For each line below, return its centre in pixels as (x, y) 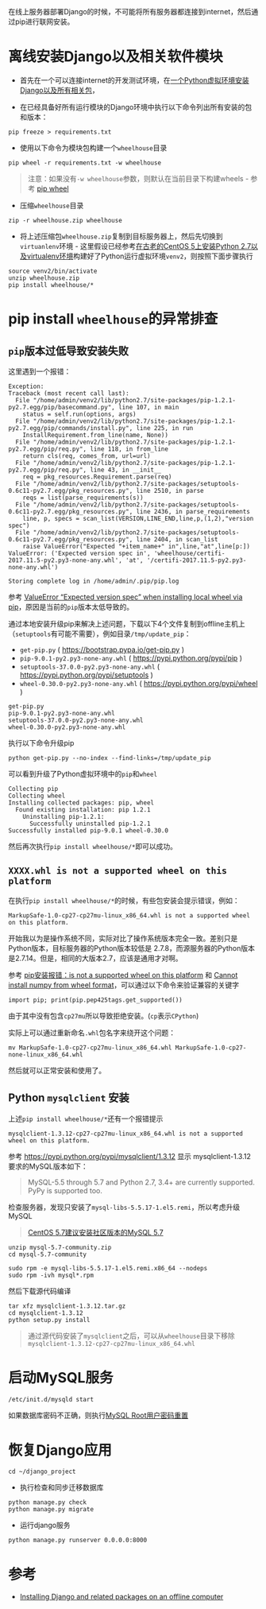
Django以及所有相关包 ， (59, 90)
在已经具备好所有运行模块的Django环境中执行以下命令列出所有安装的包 (136, 107)
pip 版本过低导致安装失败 (69, 351)
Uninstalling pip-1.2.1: (64, 816)
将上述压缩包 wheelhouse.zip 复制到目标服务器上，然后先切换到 (121, 236)
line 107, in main (148, 407)
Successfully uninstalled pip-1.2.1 (90, 824)
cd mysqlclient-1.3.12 (46, 1313)
